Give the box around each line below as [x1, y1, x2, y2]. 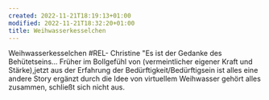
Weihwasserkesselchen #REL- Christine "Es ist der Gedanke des [8, 49, 223, 58]
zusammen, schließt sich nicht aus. [8, 82, 125, 92]
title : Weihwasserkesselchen [8, 26, 106, 34]
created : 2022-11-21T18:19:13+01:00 [8, 11, 131, 20]
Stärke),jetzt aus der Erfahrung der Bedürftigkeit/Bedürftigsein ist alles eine [8, 66, 259, 75]
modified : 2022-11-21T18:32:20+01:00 [8, 19, 135, 27]
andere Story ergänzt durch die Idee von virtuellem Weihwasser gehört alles [8, 74, 262, 84]
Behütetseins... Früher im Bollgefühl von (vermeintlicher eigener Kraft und [8, 57, 253, 66]
